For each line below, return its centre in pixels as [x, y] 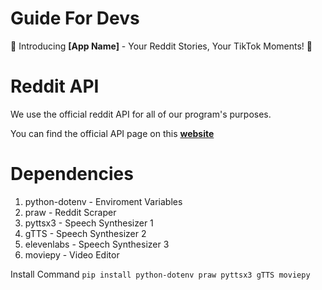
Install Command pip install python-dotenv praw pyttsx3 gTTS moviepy [160, 274]
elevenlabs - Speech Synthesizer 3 [97, 244]
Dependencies [72, 174]
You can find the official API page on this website [112, 133]
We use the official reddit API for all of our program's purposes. [141, 114]
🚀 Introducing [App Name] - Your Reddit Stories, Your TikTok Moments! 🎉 [161, 46]
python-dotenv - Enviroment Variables [103, 201]
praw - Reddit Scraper [70, 212]
